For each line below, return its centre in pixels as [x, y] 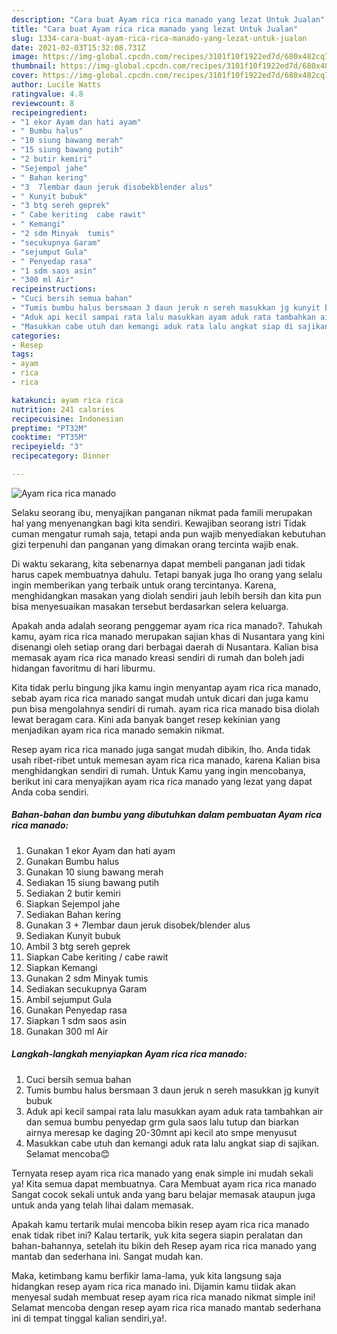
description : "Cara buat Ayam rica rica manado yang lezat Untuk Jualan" [168, 19]
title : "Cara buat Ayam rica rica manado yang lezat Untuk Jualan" [155, 29]
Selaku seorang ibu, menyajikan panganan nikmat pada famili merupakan [162, 512]
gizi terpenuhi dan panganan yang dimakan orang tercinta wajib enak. [155, 544]
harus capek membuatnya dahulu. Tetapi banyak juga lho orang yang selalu [167, 574]
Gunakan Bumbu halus [72, 861]
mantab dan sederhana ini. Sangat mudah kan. [107, 1256]
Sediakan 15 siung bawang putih [92, 882]
